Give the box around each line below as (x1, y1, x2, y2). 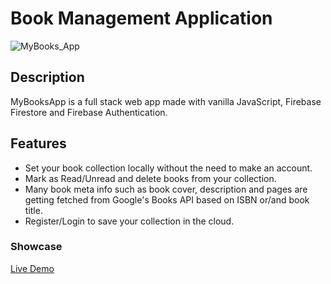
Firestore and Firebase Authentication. (10, 106, 168, 118)
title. (24, 204, 43, 216)
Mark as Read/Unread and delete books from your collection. (24, 172, 277, 184)
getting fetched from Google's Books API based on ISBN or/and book (24, 193, 310, 206)
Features (10, 135, 67, 152)
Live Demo (10, 262, 55, 274)
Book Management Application (10, 7, 273, 30)
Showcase (10, 240, 63, 254)
